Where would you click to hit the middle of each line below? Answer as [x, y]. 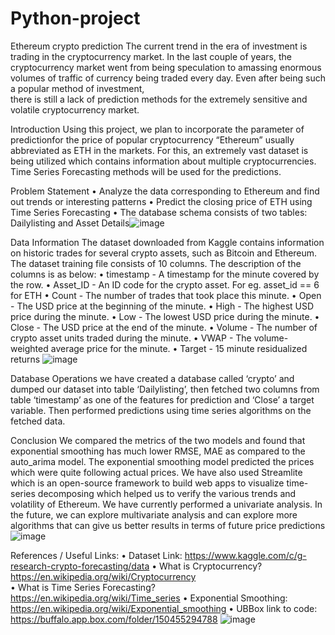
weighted [29, 348]
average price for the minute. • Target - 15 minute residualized [179, 348]
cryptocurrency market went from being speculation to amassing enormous [166, 67]
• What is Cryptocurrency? [207, 566]
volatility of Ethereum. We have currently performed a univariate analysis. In [166, 504]
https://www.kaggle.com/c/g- [245, 555]
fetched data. [38, 421]
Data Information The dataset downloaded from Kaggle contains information [167, 242]
